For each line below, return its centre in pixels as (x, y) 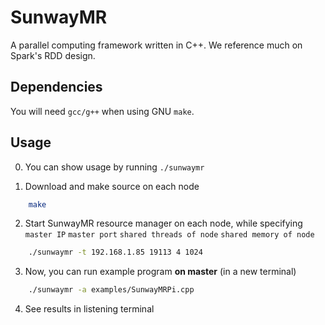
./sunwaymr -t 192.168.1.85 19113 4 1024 (115, 252)
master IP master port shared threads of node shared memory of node (169, 235)
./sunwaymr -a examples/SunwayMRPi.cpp (111, 290)
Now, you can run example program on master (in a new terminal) (160, 272)
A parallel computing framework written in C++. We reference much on (156, 45)
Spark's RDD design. (53, 55)
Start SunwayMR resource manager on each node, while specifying (163, 223)
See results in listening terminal (89, 309)
